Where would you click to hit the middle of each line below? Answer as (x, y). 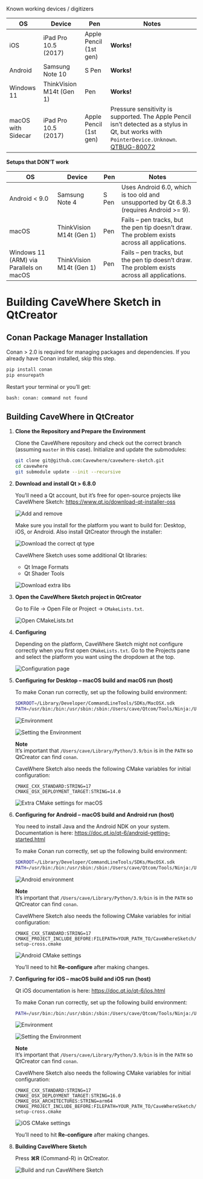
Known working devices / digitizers (50, 9)
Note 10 (55, 74)
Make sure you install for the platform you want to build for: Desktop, (100, 525)
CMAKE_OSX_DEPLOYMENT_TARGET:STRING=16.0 (68, 1096)
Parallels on (26, 268)
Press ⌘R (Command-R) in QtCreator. (62, 1158)
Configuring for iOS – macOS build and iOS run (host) (83, 979)
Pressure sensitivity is (141, 109)
